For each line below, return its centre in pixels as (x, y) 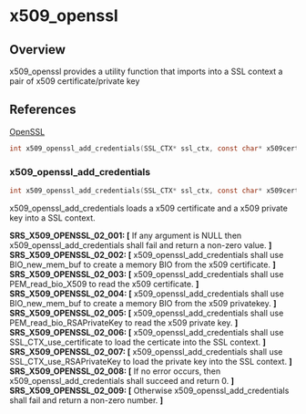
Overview (38, 50)
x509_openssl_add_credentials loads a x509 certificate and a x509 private (149, 208)
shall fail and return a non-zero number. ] (87, 400)
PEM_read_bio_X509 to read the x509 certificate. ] (104, 284)
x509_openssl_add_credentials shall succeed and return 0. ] (122, 380)
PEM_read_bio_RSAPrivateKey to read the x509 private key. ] (124, 322)
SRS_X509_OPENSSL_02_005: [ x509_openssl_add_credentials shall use (147, 313)
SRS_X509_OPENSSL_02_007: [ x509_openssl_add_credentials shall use (146, 351)
